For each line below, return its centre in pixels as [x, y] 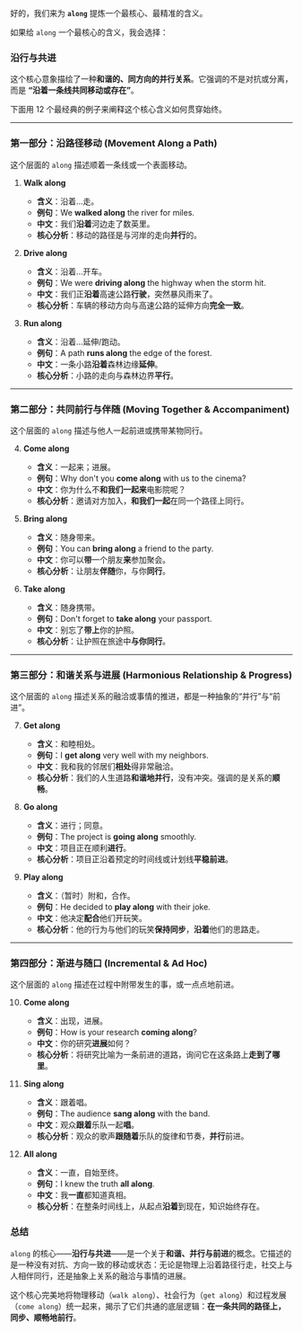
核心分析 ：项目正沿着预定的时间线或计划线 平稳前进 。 [135, 859]
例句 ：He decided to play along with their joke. [124, 907]
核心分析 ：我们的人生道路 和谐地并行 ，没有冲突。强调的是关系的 [154, 778]
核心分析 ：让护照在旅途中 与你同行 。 [104, 641]
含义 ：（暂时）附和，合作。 [86, 896]
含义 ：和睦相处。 [68, 744]
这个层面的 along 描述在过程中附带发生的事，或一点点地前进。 [125, 985]
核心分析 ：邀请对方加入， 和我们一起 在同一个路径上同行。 [142, 501]
